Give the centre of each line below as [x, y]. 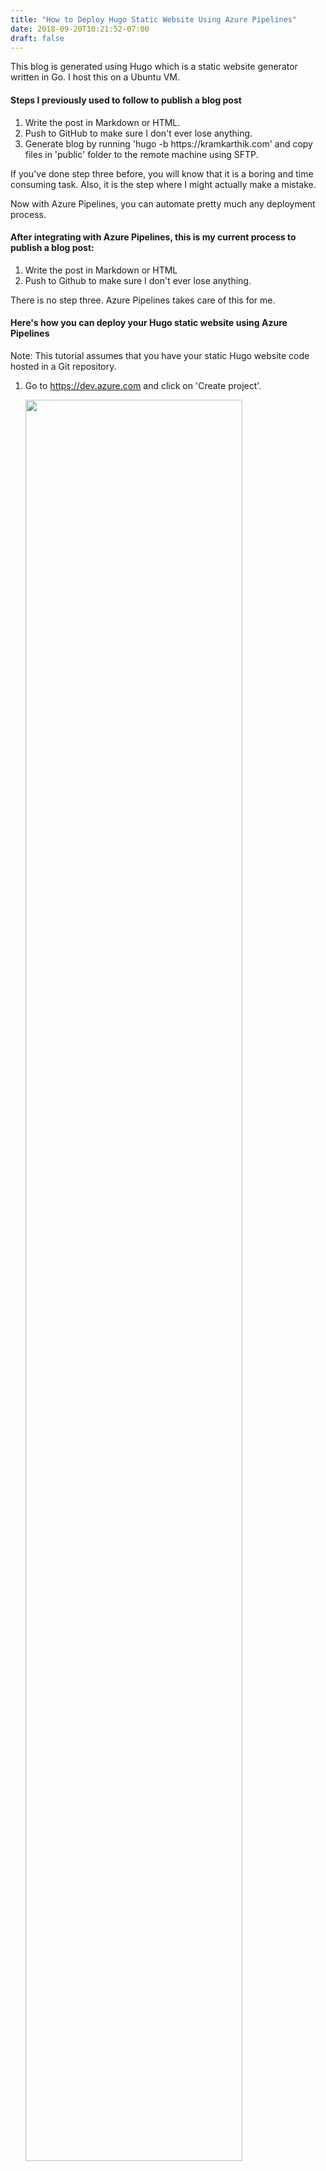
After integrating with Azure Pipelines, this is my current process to [153, 237]
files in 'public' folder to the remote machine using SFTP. [141, 154]
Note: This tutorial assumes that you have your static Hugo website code [160, 355]
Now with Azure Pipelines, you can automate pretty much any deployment [163, 203]
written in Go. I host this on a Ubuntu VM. [95, 77]
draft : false [37, 38]
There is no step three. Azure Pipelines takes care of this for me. [143, 300]
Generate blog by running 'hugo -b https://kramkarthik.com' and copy [168, 143]
